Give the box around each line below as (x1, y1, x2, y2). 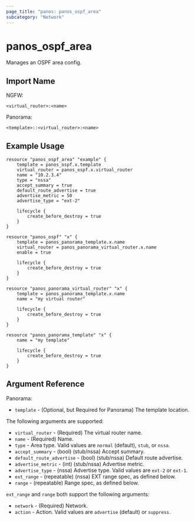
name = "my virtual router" (16, 296, 85, 302)
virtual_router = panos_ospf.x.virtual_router (16, 167, 133, 173)
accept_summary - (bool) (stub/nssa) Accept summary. (14, 448, 145, 455)
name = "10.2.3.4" (16, 172, 62, 178)
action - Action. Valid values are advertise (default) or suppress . (14, 508, 171, 515)
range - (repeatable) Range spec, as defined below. (14, 479, 140, 486)
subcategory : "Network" (6, 14, 65, 20)
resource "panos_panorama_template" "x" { (6, 332, 112, 338)
